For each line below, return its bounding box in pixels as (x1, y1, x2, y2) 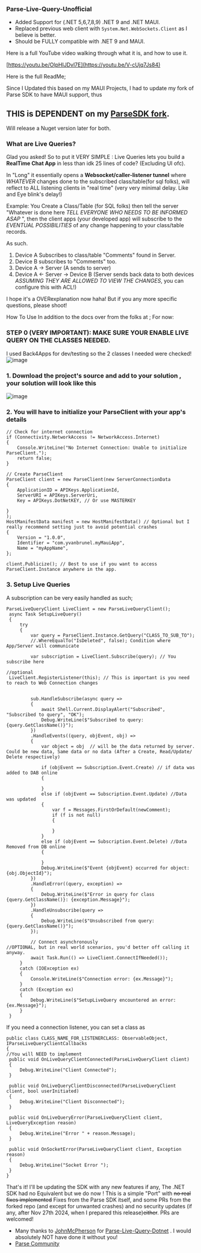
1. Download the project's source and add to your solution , (6, 371, 182, 379)
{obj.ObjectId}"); (6, 870, 52, 876)
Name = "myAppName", (17, 546, 69, 552)
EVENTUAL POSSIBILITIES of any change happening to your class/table (6, 222, 185, 229)
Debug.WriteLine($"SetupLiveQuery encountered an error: (30, 997, 176, 1003)
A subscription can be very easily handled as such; (6, 594, 133, 601)
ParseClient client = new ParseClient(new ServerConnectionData (6, 477, 171, 483)
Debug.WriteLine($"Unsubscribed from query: (41, 918, 155, 924)
